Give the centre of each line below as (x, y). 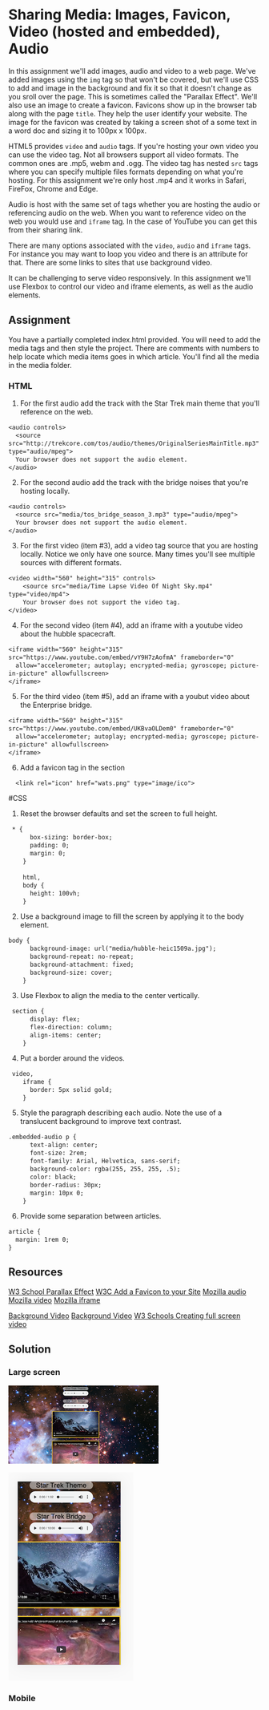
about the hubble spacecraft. (68, 634)
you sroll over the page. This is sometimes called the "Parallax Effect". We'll (133, 96)
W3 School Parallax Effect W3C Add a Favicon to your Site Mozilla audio (127, 1292)
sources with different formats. (71, 563)
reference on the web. (56, 412)
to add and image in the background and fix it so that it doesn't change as (130, 88)
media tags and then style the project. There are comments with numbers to (134, 348)
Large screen (34, 1372)
